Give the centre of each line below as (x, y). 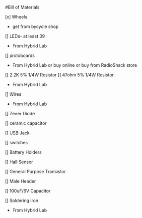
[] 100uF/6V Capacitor (28, 191)
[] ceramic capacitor (26, 123)
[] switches (17, 142)
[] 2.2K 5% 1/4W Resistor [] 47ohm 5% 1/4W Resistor (60, 75)
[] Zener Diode (20, 113)
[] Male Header (21, 181)
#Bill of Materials (22, 7)
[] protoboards (20, 55)
